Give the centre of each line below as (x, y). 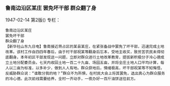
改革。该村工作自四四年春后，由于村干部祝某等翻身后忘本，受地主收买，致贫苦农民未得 (83, 52)
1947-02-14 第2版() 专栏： (33, 20)
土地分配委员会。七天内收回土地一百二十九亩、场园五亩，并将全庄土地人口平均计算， (85, 63)
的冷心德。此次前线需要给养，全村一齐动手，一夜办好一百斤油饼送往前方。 (72, 79)
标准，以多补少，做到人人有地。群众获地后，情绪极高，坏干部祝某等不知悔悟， (94, 68)
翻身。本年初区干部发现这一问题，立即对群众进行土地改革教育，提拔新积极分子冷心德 (85, 57)
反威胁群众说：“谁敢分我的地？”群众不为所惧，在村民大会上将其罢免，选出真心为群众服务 (85, 74)
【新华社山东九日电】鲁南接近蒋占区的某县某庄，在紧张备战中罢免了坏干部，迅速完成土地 (85, 47)
